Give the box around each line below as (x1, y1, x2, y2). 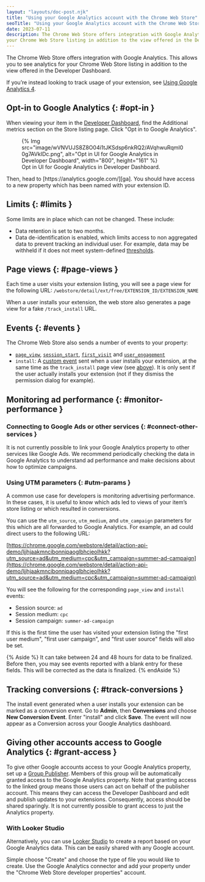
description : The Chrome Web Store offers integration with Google (6, 32, 182, 38)
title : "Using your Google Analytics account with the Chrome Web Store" (6, 15, 198, 21)
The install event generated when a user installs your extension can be (6, 700, 184, 708)
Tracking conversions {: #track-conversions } (6, 684, 184, 695)
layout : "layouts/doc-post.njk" (6, 9, 88, 15)
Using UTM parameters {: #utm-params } (6, 478, 131, 486)
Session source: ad (15, 604, 63, 611)
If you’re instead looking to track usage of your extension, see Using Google (6, 79, 198, 86)
